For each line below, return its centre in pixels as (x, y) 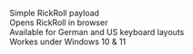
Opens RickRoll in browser (59, 22)
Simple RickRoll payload (55, 13)
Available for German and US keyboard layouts (97, 32)
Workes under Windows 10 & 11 (68, 41)
